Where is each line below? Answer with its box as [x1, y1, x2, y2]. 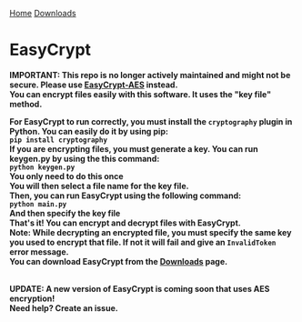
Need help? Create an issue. [9, 302, 118, 313]
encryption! [9, 293, 55, 304]
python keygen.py [9, 163, 75, 172]
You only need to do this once [9, 170, 125, 181]
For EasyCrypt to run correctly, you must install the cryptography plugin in [9, 116, 293, 126]
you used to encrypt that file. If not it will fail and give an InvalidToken [9, 236, 277, 247]
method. [9, 98, 43, 109]
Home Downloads [9, 8, 76, 18]
